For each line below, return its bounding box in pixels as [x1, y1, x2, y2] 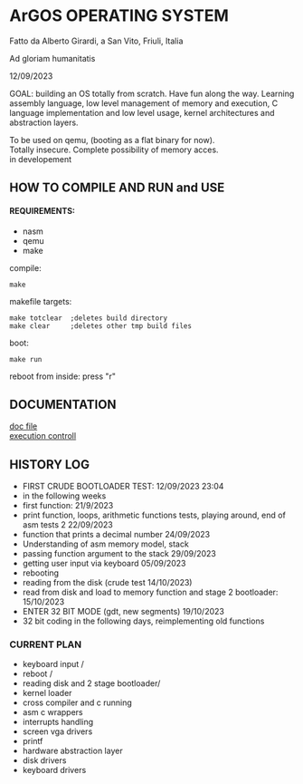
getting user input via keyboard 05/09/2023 [22, 558, 187, 569]
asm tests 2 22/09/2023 [22, 519, 113, 530]
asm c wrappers [22, 707, 83, 718]
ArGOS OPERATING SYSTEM [9, 5, 229, 26]
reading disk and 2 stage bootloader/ [22, 678, 161, 689]
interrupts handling [22, 717, 94, 728]
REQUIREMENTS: [9, 205, 75, 216]
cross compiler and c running [22, 697, 133, 708]
